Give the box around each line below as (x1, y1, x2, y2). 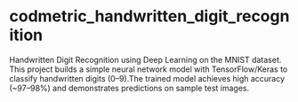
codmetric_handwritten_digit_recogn (9, 6, 290, 27)
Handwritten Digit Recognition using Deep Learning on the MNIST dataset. (9, 54, 282, 65)
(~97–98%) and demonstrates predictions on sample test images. (9, 82, 250, 93)
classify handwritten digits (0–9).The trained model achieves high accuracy (9, 73, 286, 83)
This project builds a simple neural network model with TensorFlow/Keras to (9, 64, 288, 75)
